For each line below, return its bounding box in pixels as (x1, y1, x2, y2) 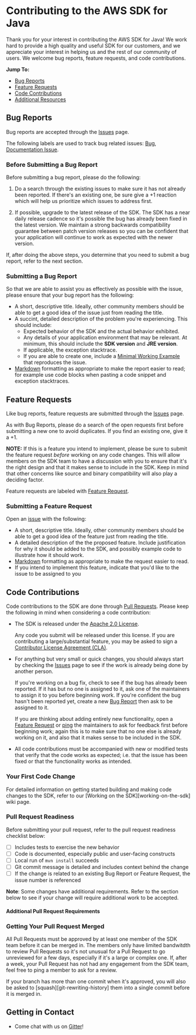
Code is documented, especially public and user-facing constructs (14, 850, 176, 857)
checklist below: (6, 832, 46, 839)
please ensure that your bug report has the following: (6, 291, 135, 299)
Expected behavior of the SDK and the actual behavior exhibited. (23, 328, 180, 335)
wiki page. (6, 798, 31, 805)
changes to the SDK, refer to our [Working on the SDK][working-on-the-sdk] (6, 792, 191, 799)
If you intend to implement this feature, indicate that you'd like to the (14, 564, 180, 571)
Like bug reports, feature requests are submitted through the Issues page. (6, 410, 184, 417)
